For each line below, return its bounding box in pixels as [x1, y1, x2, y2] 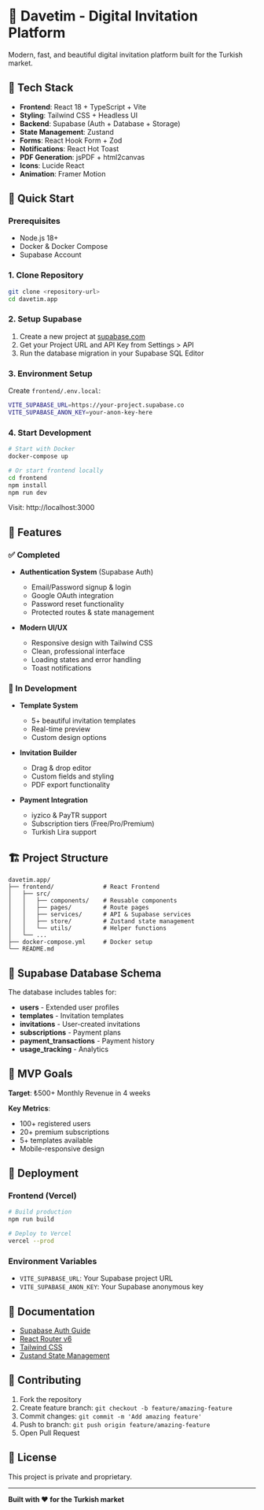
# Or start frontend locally [8, 467, 104, 474]
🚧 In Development [8, 682, 77, 694]
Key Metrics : [8, 1103, 51, 1113]
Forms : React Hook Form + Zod [19, 136, 123, 145]
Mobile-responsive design [19, 1144, 104, 1153]
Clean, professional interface [31, 646, 126, 656]
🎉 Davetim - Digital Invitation [8, 7, 198, 25]
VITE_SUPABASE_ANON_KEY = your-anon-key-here [8, 408, 153, 416]
